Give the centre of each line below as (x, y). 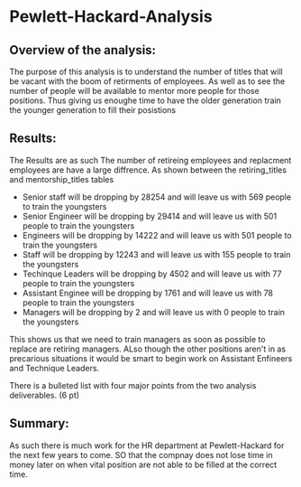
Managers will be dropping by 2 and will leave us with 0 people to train (154, 312)
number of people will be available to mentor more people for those (134, 91)
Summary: (39, 423)
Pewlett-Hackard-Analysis (111, 17)
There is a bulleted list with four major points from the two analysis (133, 385)
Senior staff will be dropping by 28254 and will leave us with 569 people (156, 197)
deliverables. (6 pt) (44, 395)
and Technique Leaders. (55, 368)
